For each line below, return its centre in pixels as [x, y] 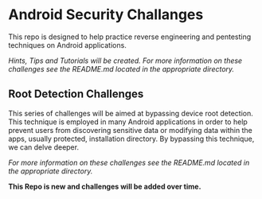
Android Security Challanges [106, 15]
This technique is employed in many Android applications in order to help [128, 122]
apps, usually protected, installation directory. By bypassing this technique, [131, 139]
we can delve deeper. [44, 147]
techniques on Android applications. [68, 45]
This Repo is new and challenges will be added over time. [105, 186]
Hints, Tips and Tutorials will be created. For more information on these [125, 60]
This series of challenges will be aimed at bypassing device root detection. [131, 113]
